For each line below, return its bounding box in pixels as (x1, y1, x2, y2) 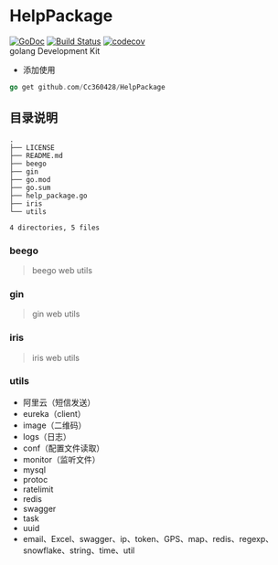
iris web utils (31, 352, 80, 363)
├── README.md (9, 151, 64, 160)
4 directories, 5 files (9, 223, 101, 232)
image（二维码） (22, 420, 87, 431)
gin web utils (31, 308, 80, 320)
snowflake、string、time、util (22, 545, 135, 556)
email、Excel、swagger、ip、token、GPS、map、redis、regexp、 (22, 533, 274, 544)
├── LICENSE (9, 143, 55, 152)
